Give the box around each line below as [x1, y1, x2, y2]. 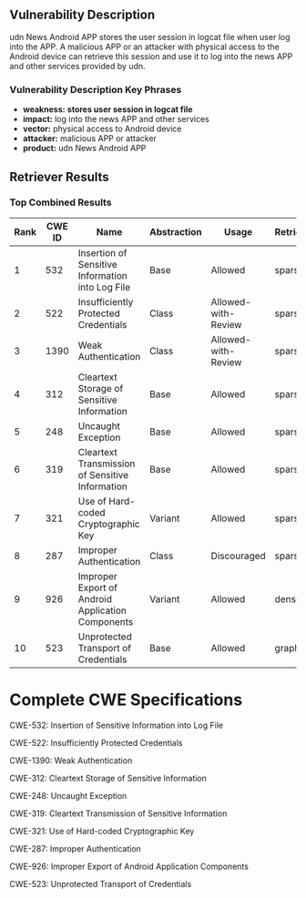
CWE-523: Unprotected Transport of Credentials [9, 878, 192, 889]
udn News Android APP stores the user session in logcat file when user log [9, 31, 291, 42]
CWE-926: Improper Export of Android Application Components [9, 861, 249, 872]
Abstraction [149, 225, 202, 238]
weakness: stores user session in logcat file [22, 104, 193, 115]
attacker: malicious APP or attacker [22, 133, 158, 144]
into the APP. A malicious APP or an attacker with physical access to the [9, 41, 280, 52]
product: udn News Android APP [22, 143, 147, 154]
